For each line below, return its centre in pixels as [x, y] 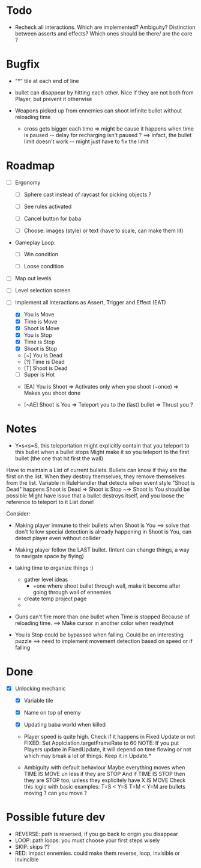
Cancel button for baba [52, 218]
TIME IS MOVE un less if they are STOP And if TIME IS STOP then [104, 774]
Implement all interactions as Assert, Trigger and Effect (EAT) [90, 303]
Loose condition [44, 266]
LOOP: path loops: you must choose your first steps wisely [87, 840]
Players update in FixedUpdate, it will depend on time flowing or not [107, 749]
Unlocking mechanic [40, 688]
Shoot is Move [42, 328]
